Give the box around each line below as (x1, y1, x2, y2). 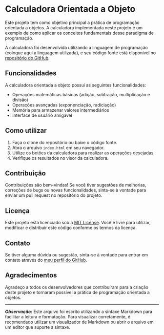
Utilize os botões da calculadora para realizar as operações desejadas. (12, 150, 155, 156)
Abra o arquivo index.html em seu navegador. (12, 145, 105, 150)
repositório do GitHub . (5, 55, 50, 61)
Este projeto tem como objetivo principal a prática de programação (5, 20, 140, 25)
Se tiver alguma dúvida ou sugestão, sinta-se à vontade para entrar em (5, 252, 148, 257)
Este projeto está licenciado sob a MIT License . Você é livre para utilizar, (5, 220, 151, 226)
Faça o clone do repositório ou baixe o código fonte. (12, 139, 118, 145)
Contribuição (5, 169, 46, 177)
